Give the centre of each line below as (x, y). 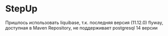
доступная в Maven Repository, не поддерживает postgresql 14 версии (81, 27)
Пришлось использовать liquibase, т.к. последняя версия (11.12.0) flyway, (84, 22)
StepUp (21, 9)
